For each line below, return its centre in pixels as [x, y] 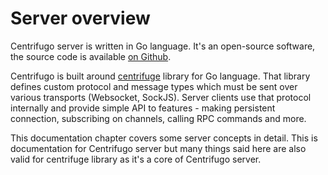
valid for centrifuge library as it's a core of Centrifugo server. [136, 159]
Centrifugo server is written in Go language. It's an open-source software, [163, 46]
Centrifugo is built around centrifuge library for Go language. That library [160, 76]
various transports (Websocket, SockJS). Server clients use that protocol [161, 97]
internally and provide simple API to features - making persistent [143, 108]
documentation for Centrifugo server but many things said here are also [158, 148]
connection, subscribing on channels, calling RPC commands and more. [158, 118]
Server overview [80, 18]
